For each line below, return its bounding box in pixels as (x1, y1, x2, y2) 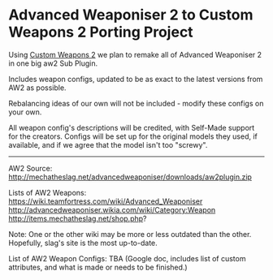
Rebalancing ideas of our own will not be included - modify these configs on (8, 98, 264, 108)
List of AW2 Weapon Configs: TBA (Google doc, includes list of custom (8, 253, 246, 263)
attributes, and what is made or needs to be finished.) (8, 262, 188, 272)
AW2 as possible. (8, 83, 67, 93)
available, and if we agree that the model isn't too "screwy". (8, 140, 208, 149)
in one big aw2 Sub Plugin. (8, 58, 98, 68)
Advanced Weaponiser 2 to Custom (8, 6, 253, 24)
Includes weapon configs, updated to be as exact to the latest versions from (8, 74, 263, 84)
